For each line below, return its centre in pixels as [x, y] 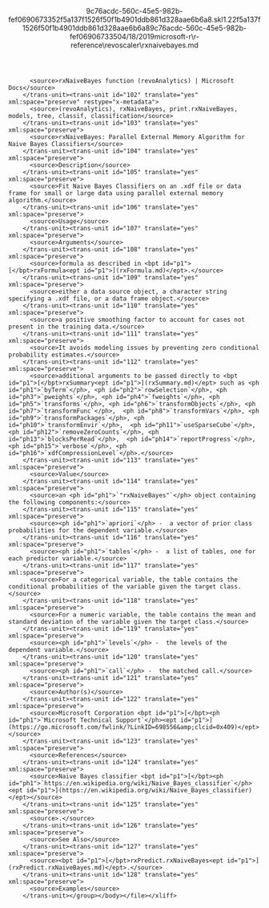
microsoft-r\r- [177, 37]
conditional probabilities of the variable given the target [112, 587]
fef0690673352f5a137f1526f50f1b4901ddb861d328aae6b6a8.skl [116, 19]
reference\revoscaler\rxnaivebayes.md [134, 45]
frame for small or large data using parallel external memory [116, 193]
